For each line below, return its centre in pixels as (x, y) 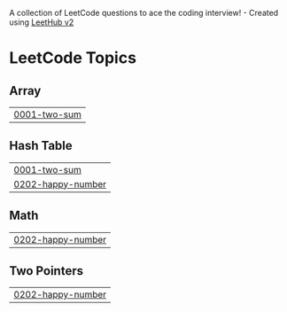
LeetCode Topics (73, 58)
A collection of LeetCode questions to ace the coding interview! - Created (144, 13)
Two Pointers (47, 271)
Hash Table (41, 146)
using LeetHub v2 (42, 22)
